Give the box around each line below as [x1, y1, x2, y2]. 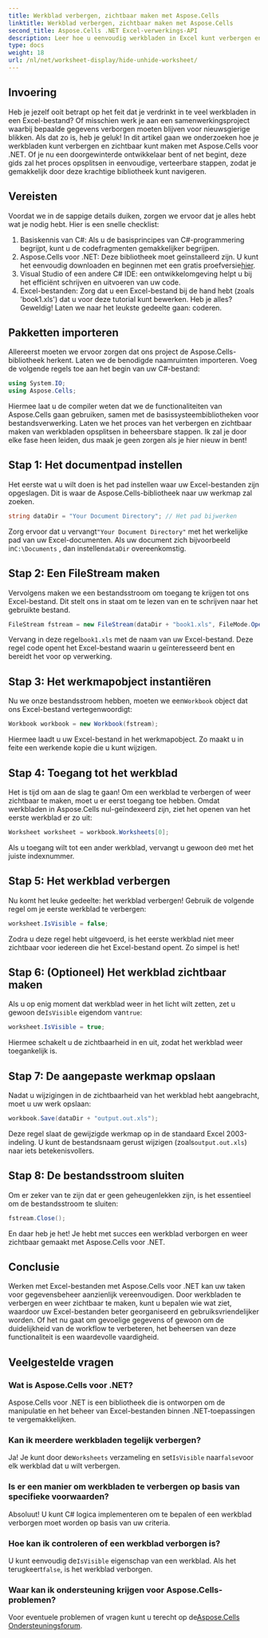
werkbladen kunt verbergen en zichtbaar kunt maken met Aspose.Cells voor [8, 141, 258, 150]
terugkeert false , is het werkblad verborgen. [8, 1564, 153, 1574]
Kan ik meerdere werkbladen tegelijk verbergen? [8, 1434, 202, 1445]
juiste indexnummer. [8, 851, 75, 861]
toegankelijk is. [8, 1046, 57, 1056]
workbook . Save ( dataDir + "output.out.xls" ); [8, 1115, 159, 1123]
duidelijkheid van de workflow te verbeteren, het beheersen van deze [8, 1324, 237, 1334]
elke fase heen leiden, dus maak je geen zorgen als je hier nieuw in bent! [8, 435, 247, 445]
